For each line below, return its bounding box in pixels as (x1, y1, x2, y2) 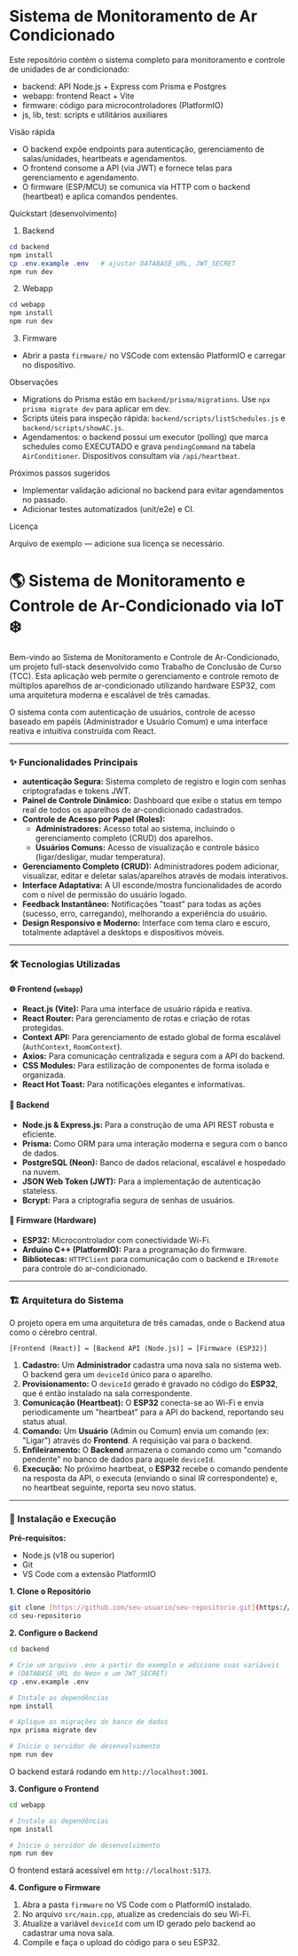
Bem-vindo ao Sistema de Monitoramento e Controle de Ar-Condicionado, (9, 652, 280, 662)
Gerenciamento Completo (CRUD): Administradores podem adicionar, (21, 861, 279, 872)
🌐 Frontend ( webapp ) (9, 983, 83, 994)
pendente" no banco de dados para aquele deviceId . (21, 1454, 216, 1465)
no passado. (21, 494, 68, 505)
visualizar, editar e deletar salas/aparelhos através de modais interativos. (21, 871, 288, 881)
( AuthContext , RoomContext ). (21, 1041, 122, 1053)
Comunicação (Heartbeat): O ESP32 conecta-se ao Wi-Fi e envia (21, 1398, 264, 1408)
